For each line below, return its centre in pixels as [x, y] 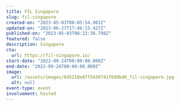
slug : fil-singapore [31, 17]
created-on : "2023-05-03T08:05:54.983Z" [56, 22]
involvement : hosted [31, 94]
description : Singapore [35, 45]
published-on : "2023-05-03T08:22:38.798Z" [59, 34]
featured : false [26, 39]
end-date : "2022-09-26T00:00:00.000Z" [53, 66]
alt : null [23, 83]
